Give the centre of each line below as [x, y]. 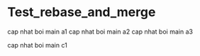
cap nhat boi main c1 [37, 45]
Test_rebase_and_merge [82, 12]
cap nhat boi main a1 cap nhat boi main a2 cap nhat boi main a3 [100, 31]
